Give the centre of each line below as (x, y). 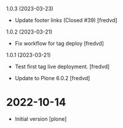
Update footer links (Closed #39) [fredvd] (66, 20)
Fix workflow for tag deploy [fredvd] (59, 43)
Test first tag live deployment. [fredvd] (62, 66)
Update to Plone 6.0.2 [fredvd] (52, 78)
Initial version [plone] (41, 118)
